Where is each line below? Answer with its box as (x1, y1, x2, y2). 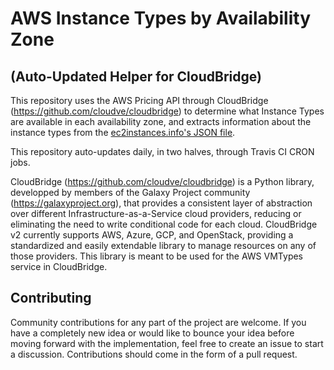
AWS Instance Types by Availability (10, 7, 312, 30)
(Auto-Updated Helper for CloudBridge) (10, 68, 262, 85)
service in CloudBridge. (10, 261, 108, 272)
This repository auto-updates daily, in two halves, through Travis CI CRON (10, 146, 315, 157)
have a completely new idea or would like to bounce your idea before (10, 327, 295, 339)
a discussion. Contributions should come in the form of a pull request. (10, 348, 298, 360)
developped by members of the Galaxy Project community (10, 187, 251, 198)
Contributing (10, 290, 92, 307)
